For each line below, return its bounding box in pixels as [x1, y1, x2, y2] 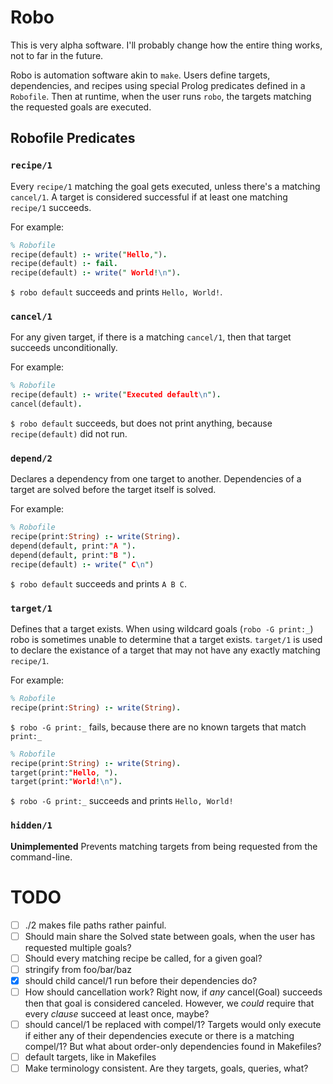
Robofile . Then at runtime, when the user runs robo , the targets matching [10, 90, 312, 102]
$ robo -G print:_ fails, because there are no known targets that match [10, 721, 307, 733]
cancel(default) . [10, 399, 83, 410]
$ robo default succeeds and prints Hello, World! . [10, 286, 223, 298]
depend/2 [10, 452, 53, 464]
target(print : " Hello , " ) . [10, 767, 118, 778]
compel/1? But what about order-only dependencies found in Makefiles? [24, 1040, 322, 1052]
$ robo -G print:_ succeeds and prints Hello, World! [10, 795, 234, 807]
